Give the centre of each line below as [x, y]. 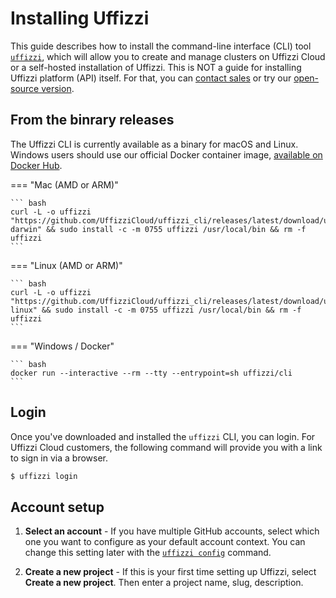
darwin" [26, 229]
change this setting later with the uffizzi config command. [148, 553]
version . [58, 88]
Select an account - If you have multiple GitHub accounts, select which [172, 531]
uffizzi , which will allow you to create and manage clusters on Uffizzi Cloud [168, 56]
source [25, 88]
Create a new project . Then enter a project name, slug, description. [164, 583]
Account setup [57, 507]
